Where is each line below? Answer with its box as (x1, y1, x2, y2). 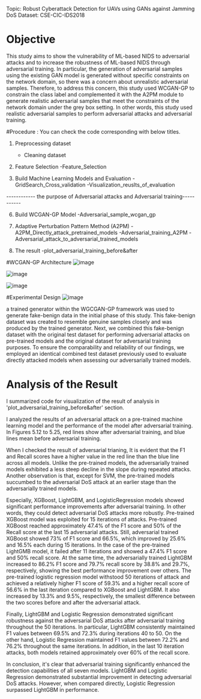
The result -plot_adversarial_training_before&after (14, 247, 138, 254)
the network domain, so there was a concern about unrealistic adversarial (6, 78, 188, 85)
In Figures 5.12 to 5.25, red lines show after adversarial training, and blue (6, 428, 185, 435)
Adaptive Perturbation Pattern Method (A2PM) (14, 222, 130, 229)
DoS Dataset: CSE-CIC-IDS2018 (6, 11, 85, 19)
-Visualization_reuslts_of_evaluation (86, 181, 175, 188)
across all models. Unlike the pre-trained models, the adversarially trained (6, 459, 189, 466)
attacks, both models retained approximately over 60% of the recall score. (6, 648, 190, 656)
